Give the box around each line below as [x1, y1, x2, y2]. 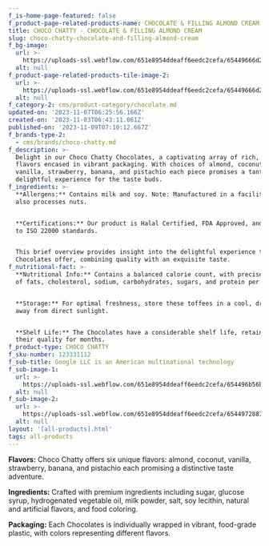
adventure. [8, 472, 44, 481]
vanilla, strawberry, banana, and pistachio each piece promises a [15, 168, 246, 176]
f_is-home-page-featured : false [8, 11, 116, 20]
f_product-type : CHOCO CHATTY [8, 343, 110, 351]
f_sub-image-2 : [8, 395, 59, 403]
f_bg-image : [8, 42, 48, 50]
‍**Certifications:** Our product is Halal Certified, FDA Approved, [11, 219, 249, 227]
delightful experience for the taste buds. [15, 175, 163, 184]
